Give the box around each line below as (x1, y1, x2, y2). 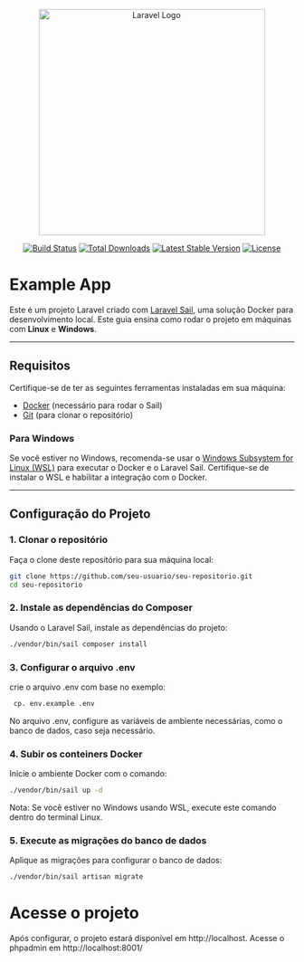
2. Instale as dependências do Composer (9, 602, 193, 614)
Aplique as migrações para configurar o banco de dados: (9, 855, 223, 866)
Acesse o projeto (9, 903, 139, 923)
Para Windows (9, 432, 75, 444)
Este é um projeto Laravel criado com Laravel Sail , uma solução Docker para (9, 304, 294, 315)
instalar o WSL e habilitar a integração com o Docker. (9, 471, 208, 483)
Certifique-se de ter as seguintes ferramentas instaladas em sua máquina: (9, 382, 287, 393)
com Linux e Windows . (9, 323, 97, 334)
